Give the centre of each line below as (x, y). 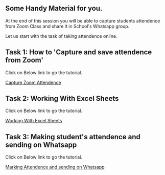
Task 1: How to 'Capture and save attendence (79, 52)
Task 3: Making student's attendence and (73, 137)
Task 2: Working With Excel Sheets (62, 99)
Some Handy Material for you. (54, 8)
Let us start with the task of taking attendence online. (61, 36)
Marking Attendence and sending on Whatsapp (55, 167)
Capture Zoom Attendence (33, 82)
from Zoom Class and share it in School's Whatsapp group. (67, 26)
